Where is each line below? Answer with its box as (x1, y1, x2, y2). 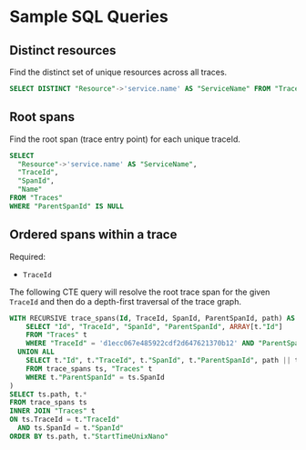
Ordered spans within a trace (9, 227, 178, 243)
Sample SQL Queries (9, 6, 168, 27)
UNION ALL (17, 347, 55, 356)
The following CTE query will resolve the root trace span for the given (9, 286, 270, 297)
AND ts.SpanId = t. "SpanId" (17, 424, 125, 433)
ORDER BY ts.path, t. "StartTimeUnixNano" (9, 432, 169, 441)
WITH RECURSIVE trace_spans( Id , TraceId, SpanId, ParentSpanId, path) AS (9, 314, 296, 323)
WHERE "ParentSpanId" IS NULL (9, 202, 125, 211)
